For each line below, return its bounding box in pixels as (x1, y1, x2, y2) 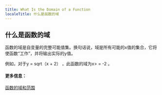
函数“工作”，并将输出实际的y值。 (9, 50, 76, 56)
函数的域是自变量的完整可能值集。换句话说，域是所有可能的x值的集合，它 (5, 45, 153, 50)
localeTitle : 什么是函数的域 (5, 12, 60, 16)
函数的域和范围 (5, 84, 35, 90)
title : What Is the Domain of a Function (5, 7, 91, 12)
